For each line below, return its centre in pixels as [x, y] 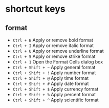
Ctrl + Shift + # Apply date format [51, 83]
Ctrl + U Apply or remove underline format [58, 51]
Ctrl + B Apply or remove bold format [53, 40]
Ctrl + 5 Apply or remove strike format [54, 56]
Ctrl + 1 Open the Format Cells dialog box [58, 62]
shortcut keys [35, 9]
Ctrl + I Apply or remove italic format [53, 46]
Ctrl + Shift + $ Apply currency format [56, 89]
